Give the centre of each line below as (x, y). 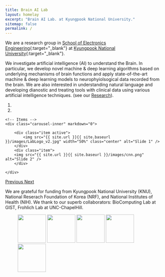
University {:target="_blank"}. (35, 54)
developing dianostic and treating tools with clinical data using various (77, 90)
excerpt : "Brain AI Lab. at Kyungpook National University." (70, 19)
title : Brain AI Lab (27, 10)
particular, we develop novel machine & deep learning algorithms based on (82, 69)
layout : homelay (22, 15)
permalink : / (19, 29)
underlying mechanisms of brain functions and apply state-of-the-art (76, 74)
